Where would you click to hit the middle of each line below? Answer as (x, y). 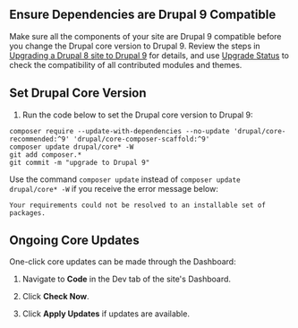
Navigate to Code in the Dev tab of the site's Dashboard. (126, 279)
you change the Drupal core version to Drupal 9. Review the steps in (135, 46)
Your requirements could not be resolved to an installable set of (138, 205)
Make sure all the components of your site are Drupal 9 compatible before (145, 36)
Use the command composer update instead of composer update (125, 179)
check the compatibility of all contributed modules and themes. (126, 65)
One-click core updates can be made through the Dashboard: (123, 262)
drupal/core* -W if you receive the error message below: (114, 188)
